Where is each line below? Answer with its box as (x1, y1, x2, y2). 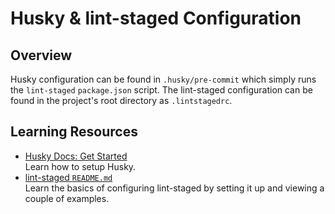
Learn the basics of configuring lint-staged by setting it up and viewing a (24, 182, 325, 194)
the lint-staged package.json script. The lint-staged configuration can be (10, 84, 313, 96)
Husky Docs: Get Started (24, 150, 128, 162)
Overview (10, 47, 73, 64)
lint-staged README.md (24, 171, 113, 183)
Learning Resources (10, 123, 138, 141)
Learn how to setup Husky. (24, 160, 137, 172)
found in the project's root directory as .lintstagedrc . (10, 95, 233, 106)
